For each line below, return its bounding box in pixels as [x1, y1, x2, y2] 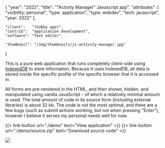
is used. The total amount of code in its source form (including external [5, 97, 151, 102]
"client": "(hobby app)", [5, 24, 64, 29]
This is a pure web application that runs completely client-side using [5, 60, 146, 66]
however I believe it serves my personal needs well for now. [5, 112, 128, 118]
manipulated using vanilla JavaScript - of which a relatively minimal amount [5, 91, 160, 97]
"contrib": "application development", [5, 29, 91, 34]
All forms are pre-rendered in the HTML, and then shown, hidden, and [5, 86, 149, 92]
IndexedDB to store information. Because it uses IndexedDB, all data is [5, 66, 150, 71]
